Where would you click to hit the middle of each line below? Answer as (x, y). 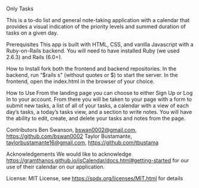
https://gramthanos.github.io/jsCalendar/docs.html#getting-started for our (98, 160)
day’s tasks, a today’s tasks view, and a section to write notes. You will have (99, 112)
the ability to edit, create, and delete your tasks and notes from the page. (96, 118)
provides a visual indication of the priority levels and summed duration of (96, 27)
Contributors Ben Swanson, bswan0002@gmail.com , (72, 130)
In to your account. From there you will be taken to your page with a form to (99, 99)
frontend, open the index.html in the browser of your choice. (80, 81)
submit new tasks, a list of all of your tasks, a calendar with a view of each (98, 106)
